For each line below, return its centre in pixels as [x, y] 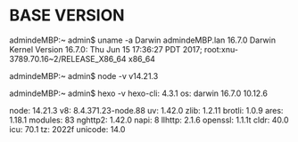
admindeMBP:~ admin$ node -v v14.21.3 [84, 75]
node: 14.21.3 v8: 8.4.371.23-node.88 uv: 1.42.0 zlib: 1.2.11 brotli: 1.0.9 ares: [146, 110]
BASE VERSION [67, 16]
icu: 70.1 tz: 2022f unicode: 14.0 [67, 129]
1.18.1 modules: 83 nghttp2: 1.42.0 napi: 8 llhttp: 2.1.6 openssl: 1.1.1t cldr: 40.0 [149, 120]
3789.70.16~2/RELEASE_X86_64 [68, 59]
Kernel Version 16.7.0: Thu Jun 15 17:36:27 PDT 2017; [106, 49]
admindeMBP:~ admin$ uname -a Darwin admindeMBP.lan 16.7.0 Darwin [143, 40]
